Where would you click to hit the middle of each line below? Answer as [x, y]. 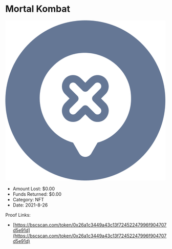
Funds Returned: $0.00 [37, 194]
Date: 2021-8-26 [30, 205]
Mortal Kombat [38, 9]
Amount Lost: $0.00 [34, 189]
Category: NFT [28, 199]
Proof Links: [18, 215]
